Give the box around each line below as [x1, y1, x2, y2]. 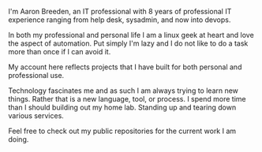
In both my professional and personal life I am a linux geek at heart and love [8, 31, 254, 39]
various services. [8, 111, 65, 120]
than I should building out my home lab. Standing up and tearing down [8, 102, 237, 112]
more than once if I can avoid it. [8, 47, 111, 56]
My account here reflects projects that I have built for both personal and [8, 62, 242, 72]
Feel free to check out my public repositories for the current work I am [8, 126, 237, 135]
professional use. [8, 71, 65, 80]
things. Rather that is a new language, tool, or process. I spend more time [8, 95, 246, 103]
